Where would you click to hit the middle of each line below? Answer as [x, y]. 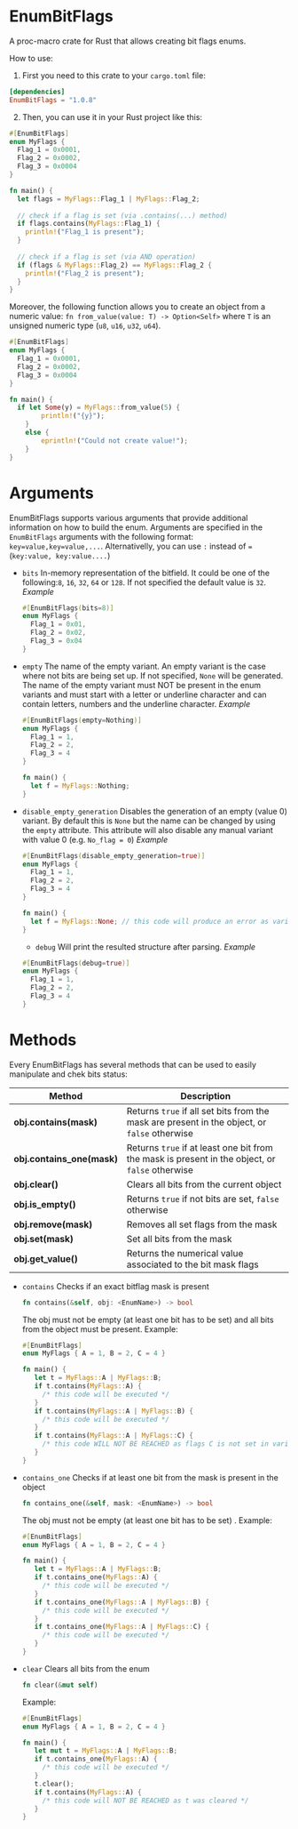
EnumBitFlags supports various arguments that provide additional [129, 517]
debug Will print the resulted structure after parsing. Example [145, 947]
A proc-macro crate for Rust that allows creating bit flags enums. [128, 41]
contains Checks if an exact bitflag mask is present [116, 1286]
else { [37, 433]
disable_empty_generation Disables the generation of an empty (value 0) [155, 811]
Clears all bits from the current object [204, 1184]
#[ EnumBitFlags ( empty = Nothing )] [82, 720]
